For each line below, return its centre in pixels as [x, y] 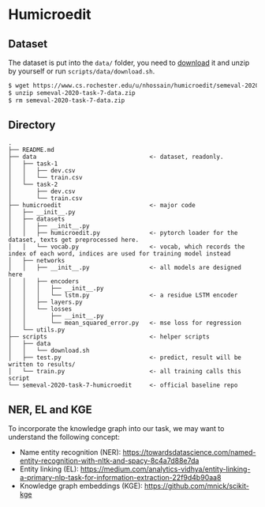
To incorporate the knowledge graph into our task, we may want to [116, 429]
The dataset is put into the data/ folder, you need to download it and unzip [129, 62]
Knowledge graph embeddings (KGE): [81, 486]
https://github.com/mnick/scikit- [197, 486]
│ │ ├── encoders [44, 282]
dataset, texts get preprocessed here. [74, 240]
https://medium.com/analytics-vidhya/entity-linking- [165, 469]
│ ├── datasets [37, 219]
